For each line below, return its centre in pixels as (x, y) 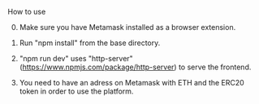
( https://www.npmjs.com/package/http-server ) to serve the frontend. (135, 67)
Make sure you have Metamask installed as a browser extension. (127, 27)
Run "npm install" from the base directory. (90, 43)
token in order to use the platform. (76, 91)
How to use (27, 12)
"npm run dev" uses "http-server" (76, 58)
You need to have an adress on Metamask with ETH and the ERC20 (132, 83)
